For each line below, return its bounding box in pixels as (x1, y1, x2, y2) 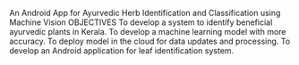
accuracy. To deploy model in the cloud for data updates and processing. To (9, 36, 291, 46)
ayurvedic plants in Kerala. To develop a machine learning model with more (9, 27, 286, 37)
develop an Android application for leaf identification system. (9, 45, 235, 56)
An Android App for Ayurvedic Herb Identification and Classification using (9, 8, 281, 18)
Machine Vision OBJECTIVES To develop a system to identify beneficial (9, 17, 273, 28)
